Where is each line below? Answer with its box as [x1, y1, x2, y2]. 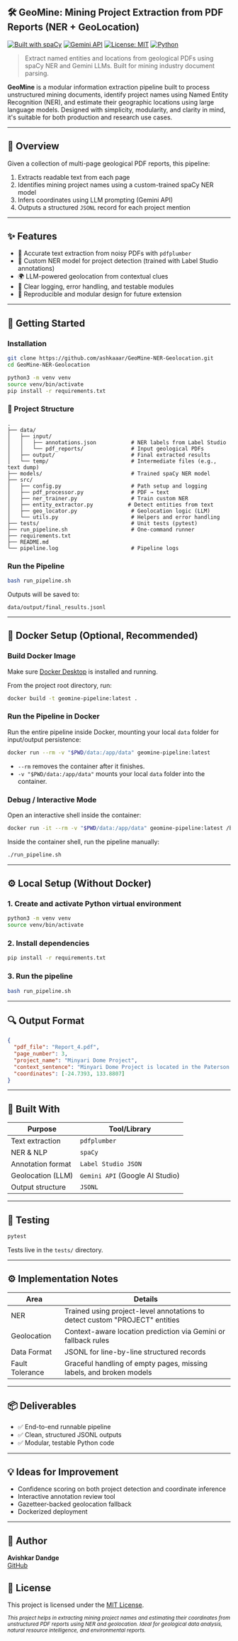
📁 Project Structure [7, 404, 74, 414]
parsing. [24, 69, 50, 77]
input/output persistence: [7, 735, 81, 743]
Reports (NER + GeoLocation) [7, 21, 140, 33]
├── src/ [7, 476, 33, 483]
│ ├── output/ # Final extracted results [7, 451, 211, 458]
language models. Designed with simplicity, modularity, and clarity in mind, [7, 105, 226, 114]
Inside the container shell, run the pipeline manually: [7, 837, 160, 846]
